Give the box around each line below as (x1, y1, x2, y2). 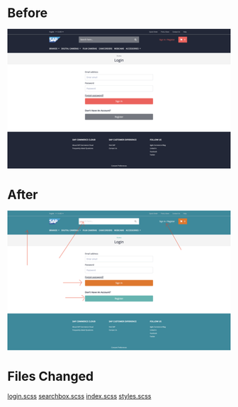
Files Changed (7, 369, 94, 384)
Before (7, 5, 48, 21)
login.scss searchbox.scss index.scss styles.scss (7, 391, 152, 400)
